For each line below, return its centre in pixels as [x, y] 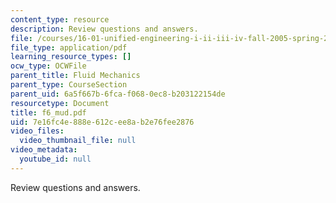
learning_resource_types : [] [71, 57]
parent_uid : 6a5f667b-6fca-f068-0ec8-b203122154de [118, 94]
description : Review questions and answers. [104, 29]
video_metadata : [44, 150]
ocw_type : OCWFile [48, 66]
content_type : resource [60, 19]
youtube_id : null [55, 159]
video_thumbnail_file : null [78, 141]
